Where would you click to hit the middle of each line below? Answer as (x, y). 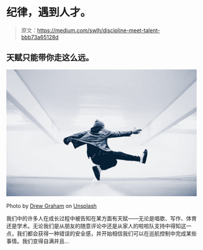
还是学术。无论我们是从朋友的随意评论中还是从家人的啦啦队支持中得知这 (96, 226)
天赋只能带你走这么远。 (50, 58)
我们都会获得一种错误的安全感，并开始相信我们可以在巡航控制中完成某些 (107, 234)
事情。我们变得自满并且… (38, 241)
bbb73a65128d (40, 37)
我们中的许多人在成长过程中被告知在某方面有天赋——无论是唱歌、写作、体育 (101, 219)
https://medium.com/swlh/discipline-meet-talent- (98, 30)
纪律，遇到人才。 (49, 12)
